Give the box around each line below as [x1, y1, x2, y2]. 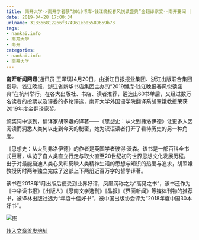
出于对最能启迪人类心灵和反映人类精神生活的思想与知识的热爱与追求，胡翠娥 [6, 159, 193, 167]
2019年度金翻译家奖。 [6, 105, 60, 112]
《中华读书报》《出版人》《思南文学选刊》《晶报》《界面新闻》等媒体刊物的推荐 [6, 187, 193, 194]
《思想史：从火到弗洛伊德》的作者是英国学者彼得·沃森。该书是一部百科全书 [6, 145, 190, 152]
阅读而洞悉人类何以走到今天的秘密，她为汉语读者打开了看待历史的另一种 [6, 125, 182, 132]
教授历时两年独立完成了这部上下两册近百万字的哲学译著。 [6, 167, 146, 174]
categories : [6, 47, 36, 53]
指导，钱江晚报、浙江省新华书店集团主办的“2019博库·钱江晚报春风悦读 [6, 82, 178, 89]
